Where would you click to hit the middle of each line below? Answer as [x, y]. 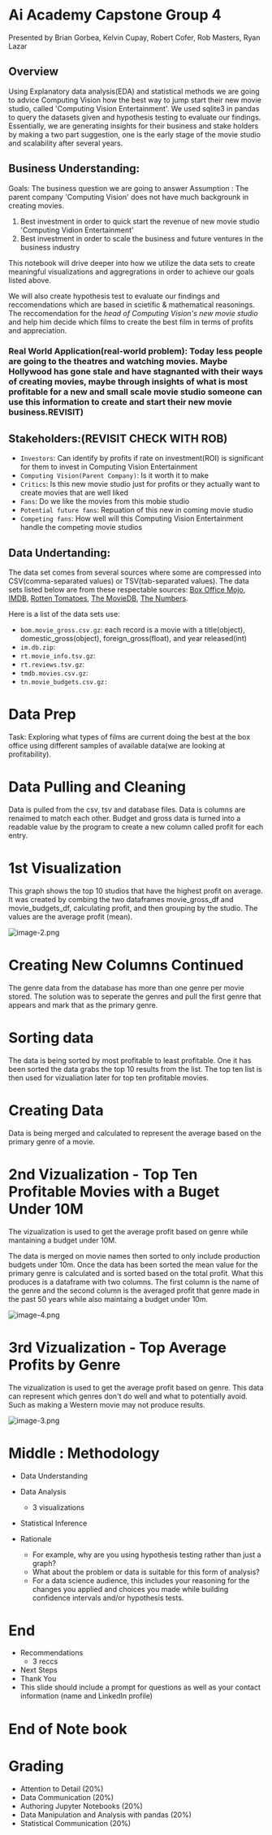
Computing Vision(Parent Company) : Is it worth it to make [114, 475]
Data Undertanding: [60, 553]
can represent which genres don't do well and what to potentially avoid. [128, 1396]
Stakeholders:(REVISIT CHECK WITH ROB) [118, 438]
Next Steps [39, 1670]
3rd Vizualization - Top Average [118, 1347]
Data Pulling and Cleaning [97, 787]
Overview [34, 72]
